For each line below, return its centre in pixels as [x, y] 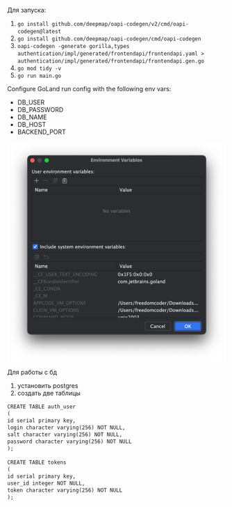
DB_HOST [32, 124]
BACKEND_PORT [41, 132]
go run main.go [39, 76]
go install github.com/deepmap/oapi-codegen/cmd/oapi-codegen [109, 39]
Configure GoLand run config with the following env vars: [89, 89]
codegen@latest [39, 31]
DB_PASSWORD [40, 110]
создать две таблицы [49, 393]
